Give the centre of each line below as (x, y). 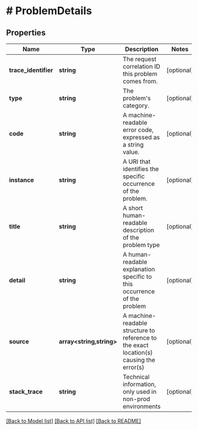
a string (133, 145)
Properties (26, 33)
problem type (141, 245)
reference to (140, 338)
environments (142, 406)
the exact (136, 345)
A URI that (137, 162)
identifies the (141, 169)
